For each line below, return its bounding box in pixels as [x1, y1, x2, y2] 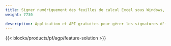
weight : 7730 [5, 12, 33, 17]
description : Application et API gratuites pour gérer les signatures [5, 21, 158, 26]
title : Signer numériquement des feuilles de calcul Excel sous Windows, [5, 7, 165, 13]
